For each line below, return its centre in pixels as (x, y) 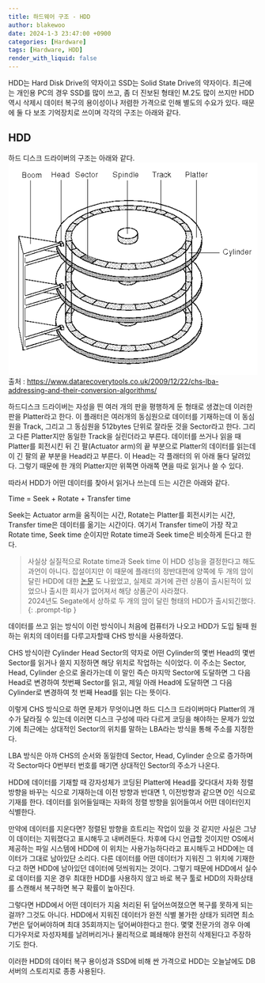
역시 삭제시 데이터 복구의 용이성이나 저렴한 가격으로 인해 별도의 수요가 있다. (124, 102)
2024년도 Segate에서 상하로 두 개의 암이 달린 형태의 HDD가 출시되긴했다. (141, 600)
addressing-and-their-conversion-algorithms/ (83, 390)
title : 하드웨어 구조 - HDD (49, 17)
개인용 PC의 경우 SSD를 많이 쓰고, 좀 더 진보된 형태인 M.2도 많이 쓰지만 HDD (135, 93)
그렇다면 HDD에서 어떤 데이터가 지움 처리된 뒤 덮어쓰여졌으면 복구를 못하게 (123, 905)
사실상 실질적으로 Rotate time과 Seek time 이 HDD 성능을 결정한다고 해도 (141, 561)
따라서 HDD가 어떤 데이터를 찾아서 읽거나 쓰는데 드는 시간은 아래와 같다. (119, 482)
